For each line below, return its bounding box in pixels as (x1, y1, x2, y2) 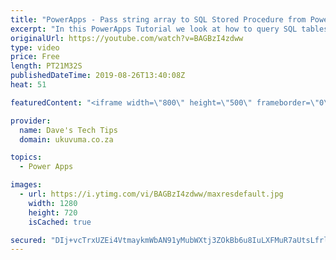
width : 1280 (28, 198, 78, 208)
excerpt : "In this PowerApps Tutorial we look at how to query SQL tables (10, 24, 329, 34)
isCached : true (28, 217, 92, 227)
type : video (10, 42, 60, 53)
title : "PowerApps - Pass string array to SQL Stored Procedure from (10, 14, 307, 25)
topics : (10, 152, 43, 163)
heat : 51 (10, 80, 47, 90)
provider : (10, 116, 52, 126)
